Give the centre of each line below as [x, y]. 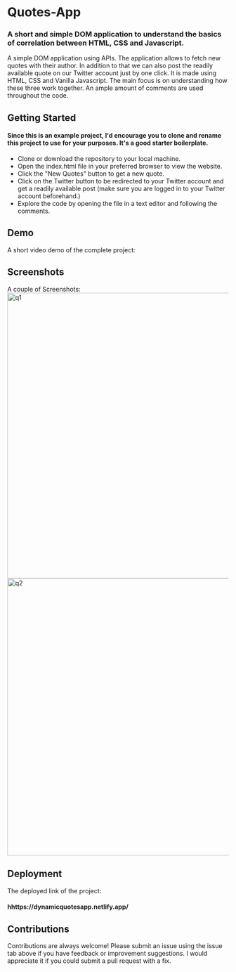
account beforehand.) [49, 196]
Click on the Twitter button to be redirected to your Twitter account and [120, 181]
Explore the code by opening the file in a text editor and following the [117, 204]
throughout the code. [38, 96]
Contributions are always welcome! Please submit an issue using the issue [115, 945]
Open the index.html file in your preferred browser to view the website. [120, 167]
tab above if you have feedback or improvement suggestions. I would [107, 953]
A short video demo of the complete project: [71, 250]
